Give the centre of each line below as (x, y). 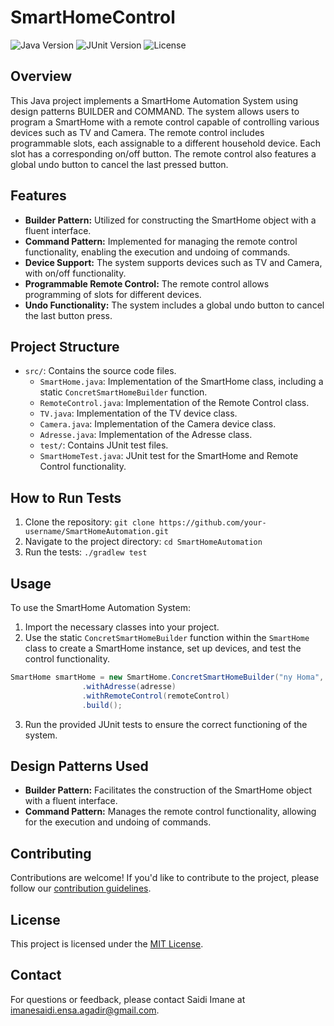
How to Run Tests (66, 497)
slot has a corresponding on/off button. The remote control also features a (163, 153)
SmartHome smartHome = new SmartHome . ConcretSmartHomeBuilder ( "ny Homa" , (167, 677)
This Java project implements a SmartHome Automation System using (154, 100)
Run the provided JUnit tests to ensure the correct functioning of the (166, 724)
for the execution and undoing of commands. (118, 822)
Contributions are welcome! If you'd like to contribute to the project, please (165, 878)
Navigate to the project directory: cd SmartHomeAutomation (143, 542)
